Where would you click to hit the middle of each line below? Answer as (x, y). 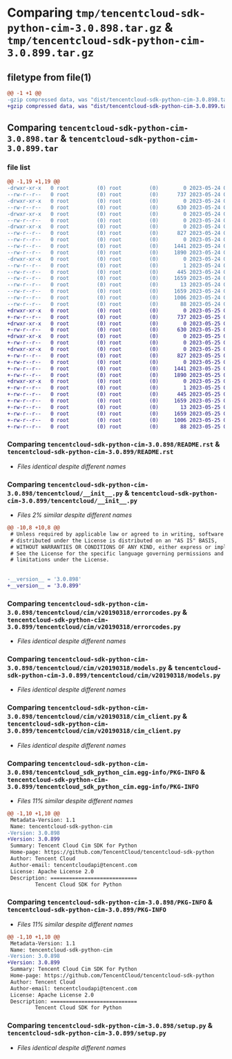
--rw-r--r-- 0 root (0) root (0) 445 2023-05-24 (114, 272)
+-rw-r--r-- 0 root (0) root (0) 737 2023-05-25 (114, 317)
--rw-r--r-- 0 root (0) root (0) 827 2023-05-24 (114, 234)
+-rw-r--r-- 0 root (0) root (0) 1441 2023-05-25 (114, 369)
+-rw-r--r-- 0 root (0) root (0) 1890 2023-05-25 (114, 375)
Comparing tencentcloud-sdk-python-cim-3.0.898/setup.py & (110, 1026)
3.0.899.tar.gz (51, 53)
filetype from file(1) (49, 77)
